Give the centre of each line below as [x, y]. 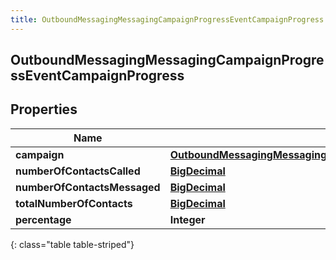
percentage [43, 219]
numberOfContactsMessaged [88, 187]
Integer [187, 219]
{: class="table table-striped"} [72, 244]
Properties [44, 109]
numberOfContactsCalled [78, 171]
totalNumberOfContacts [74, 203]
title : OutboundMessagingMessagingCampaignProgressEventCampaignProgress [167, 19]
